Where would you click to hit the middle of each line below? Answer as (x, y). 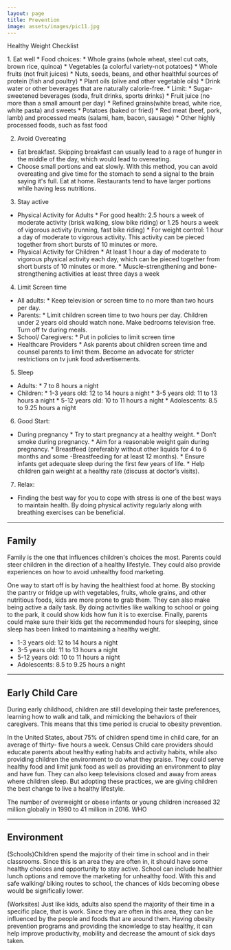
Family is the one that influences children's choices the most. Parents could (114, 557)
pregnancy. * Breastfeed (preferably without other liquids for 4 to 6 (112, 449)
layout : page (26, 13)
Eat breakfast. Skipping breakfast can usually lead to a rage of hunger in (119, 152)
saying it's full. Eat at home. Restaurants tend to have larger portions (114, 181)
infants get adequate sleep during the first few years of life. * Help (111, 464)
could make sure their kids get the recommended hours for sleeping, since (113, 622)
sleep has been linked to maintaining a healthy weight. (84, 629)
